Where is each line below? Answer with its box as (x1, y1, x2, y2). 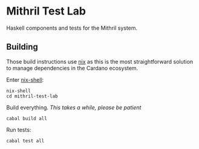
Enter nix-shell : (6, 76, 44, 83)
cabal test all (6, 137, 45, 144)
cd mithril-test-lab (6, 93, 59, 99)
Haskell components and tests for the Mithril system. (6, 24, 138, 31)
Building (6, 42, 38, 52)
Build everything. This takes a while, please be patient (6, 104, 142, 111)
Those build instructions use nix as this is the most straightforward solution (6, 58, 194, 65)
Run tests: (6, 126, 31, 133)
